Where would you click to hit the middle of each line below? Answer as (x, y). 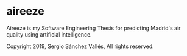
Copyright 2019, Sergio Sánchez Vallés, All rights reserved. (80, 46)
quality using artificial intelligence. (49, 34)
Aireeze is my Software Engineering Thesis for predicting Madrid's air (94, 28)
